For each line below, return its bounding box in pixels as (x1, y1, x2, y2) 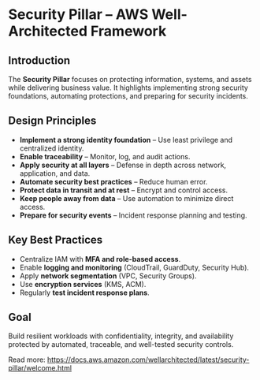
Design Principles (8, 114, 97, 128)
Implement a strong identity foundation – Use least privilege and (19, 135, 233, 144)
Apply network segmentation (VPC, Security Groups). (19, 270, 197, 281)
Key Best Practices (8, 233, 103, 247)
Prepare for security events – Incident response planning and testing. (19, 210, 247, 220)
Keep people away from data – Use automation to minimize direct (19, 193, 234, 203)
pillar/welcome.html (8, 363, 72, 373)
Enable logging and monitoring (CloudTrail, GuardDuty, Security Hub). (19, 263, 250, 272)
